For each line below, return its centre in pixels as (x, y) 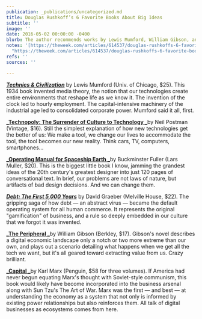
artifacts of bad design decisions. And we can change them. (81, 185)
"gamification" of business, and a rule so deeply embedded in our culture (97, 215)
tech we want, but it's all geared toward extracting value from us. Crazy (95, 253)
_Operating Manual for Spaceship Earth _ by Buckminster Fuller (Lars (92, 159)
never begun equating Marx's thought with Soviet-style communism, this (96, 277)
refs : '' (17, 57)
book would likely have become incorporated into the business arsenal (94, 283)
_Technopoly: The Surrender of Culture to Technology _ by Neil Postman (97, 122)
